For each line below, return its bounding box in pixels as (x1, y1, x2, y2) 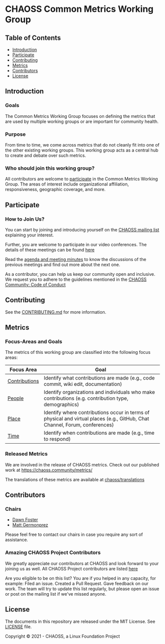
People (7, 395, 24, 402)
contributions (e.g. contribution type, (43, 395, 129, 402)
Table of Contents (5, 34, 61, 42)
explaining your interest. (5, 232, 54, 238)
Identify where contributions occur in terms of (43, 409, 150, 416)
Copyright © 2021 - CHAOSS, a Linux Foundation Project (5, 633, 120, 639)
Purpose (5, 131, 26, 138)
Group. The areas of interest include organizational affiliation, (5, 181, 129, 187)
